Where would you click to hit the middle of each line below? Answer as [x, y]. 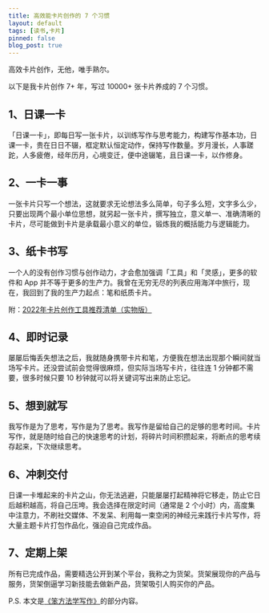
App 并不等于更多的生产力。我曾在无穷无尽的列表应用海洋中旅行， [133, 282]
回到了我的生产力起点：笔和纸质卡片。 [92, 292]
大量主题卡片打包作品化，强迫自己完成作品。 [82, 525]
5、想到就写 [38, 406]
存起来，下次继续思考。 [47, 447]
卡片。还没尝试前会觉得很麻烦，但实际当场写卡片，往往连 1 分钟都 [131, 368]
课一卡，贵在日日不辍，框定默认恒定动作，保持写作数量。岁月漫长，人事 [127, 144]
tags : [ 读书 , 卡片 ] [37, 30]
